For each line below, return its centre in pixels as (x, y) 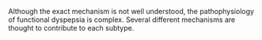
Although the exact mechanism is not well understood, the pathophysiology (131, 11)
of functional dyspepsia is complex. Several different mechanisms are (122, 20)
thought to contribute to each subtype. (71, 28)
